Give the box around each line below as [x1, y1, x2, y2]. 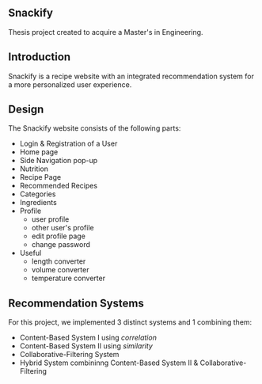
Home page [19, 147, 59, 157]
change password [31, 240, 91, 249]
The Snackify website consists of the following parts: [8, 124, 181, 133]
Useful [19, 249, 42, 258]
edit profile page [31, 231, 85, 241]
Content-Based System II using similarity [19, 341, 153, 351]
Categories [19, 189, 56, 199]
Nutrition [19, 164, 49, 173]
